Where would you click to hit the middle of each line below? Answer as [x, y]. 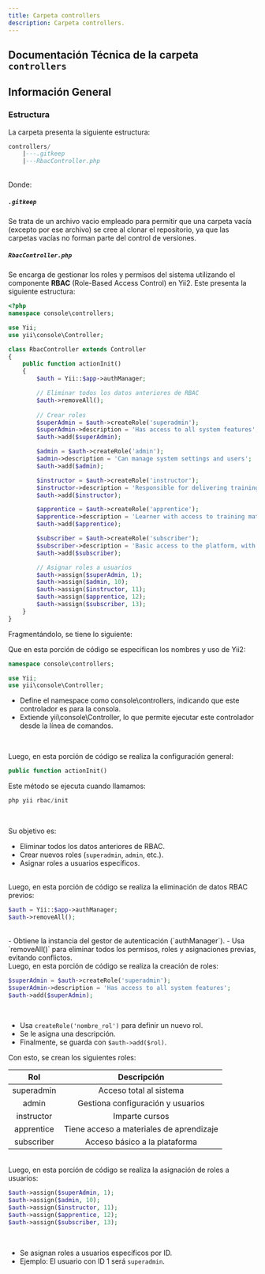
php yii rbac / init [38, 801]
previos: [21, 896]
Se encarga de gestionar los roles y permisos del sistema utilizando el [121, 275]
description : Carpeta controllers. [67, 23]
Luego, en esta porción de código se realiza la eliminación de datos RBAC [128, 887]
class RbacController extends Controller [77, 349]
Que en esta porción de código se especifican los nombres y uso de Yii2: [127, 649]
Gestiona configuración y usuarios [141, 1103]
